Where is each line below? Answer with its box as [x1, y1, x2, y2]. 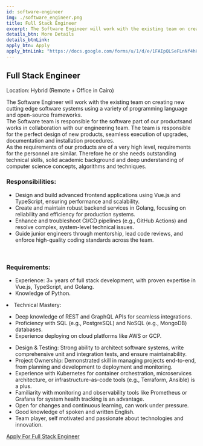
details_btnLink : [6, 37, 50, 43]
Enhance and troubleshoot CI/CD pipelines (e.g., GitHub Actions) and [14, 217, 187, 224]
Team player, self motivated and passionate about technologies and [14, 415, 184, 422]
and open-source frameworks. [6, 111, 83, 118]
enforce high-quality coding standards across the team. [14, 236, 154, 244]
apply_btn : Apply [6, 43, 50, 49]
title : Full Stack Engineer [6, 20, 77, 26]
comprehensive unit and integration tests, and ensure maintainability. [14, 351, 187, 358]
